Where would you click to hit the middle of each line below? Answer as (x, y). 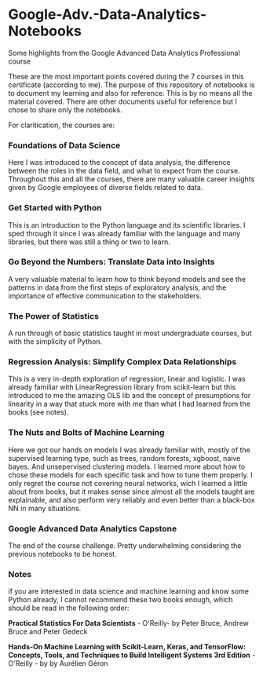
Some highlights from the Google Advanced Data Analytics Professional (124, 53)
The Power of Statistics (54, 316)
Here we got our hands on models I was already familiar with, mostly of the (130, 450)
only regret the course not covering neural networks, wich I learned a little (128, 483)
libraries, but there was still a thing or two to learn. (89, 242)
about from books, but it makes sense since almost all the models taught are (131, 491)
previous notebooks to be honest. (62, 554)
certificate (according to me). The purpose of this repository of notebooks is (131, 85)
